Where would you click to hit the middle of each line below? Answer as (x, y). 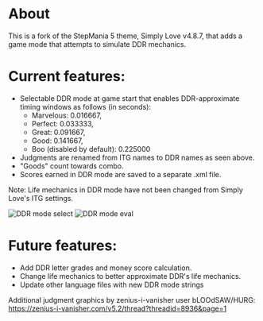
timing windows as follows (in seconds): (85, 106)
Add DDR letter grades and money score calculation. (106, 268)
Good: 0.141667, (57, 141)
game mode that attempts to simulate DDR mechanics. (97, 44)
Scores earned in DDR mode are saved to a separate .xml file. (120, 174)
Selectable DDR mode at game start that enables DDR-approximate (130, 98)
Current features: (67, 77)
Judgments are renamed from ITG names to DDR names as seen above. (137, 157)
